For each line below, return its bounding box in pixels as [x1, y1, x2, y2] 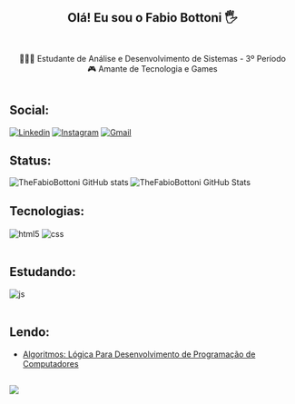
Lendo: [9, 324, 50, 340]
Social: [9, 103, 50, 118]
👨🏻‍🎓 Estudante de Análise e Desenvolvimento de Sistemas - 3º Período [19, 53, 286, 64]
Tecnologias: [9, 203, 84, 219]
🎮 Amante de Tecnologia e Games [87, 63, 218, 74]
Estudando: [9, 264, 76, 280]
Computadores [22, 358, 79, 369]
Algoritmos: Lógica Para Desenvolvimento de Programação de [22, 349, 256, 360]
